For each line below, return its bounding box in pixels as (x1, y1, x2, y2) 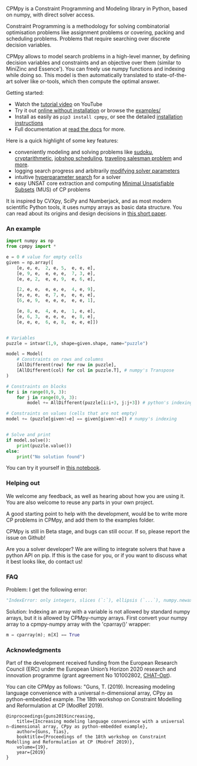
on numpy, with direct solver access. (6, 11, 95, 18)
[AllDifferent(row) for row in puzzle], (16, 362, 117, 368)
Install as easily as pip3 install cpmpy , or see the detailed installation (14, 113, 183, 120)
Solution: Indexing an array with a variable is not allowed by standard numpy (6, 608, 191, 615)
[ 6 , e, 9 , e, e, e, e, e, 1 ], (16, 297, 96, 304)
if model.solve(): (6, 437, 51, 443)
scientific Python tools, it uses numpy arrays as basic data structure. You (6, 204, 182, 211)
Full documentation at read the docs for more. (14, 126, 126, 132)
